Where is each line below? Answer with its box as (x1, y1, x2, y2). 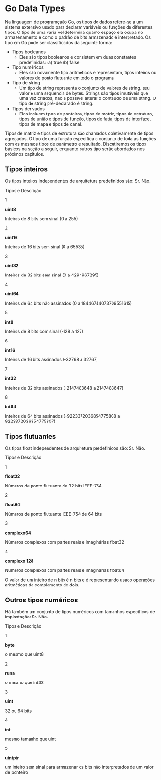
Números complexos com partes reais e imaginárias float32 (5, 539, 125, 545)
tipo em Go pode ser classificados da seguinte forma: (5, 39, 113, 45)
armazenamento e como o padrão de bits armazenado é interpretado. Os (5, 34, 151, 40)
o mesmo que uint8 (5, 651, 44, 657)
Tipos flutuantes (5, 432, 56, 440)
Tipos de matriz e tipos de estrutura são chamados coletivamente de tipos (5, 130, 154, 136)
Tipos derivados (12, 105, 45, 112)
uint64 (5, 291, 19, 296)
